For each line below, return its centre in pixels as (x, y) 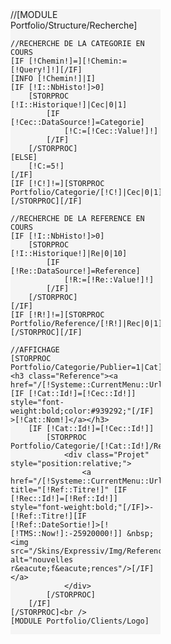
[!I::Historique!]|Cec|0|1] (69, 105)
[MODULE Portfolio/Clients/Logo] (80, 621)
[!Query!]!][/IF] (46, 70)
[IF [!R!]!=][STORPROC (57, 315)
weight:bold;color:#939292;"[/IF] (82, 411)
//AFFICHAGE (35, 350)
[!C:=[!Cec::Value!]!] (111, 131)
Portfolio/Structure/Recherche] (74, 25)
